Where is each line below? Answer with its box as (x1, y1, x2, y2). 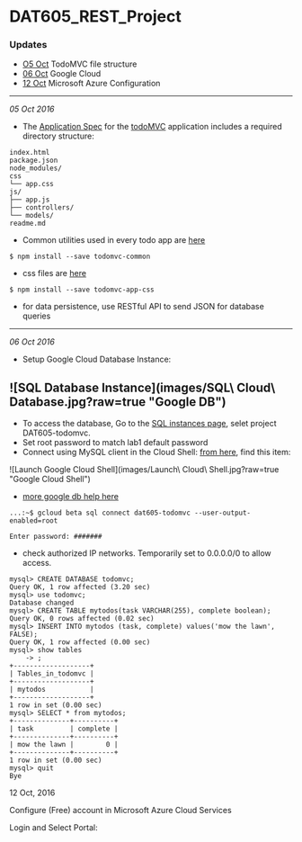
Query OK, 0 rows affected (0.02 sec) (9, 614, 155, 623)
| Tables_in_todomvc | (9, 669, 94, 678)
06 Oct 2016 (9, 336, 56, 347)
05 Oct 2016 (9, 103, 56, 114)
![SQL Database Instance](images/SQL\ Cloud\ (9, 380, 276, 395)
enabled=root (9, 516, 58, 525)
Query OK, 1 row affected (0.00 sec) (9, 638, 151, 647)
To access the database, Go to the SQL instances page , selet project (22, 418, 277, 429)
